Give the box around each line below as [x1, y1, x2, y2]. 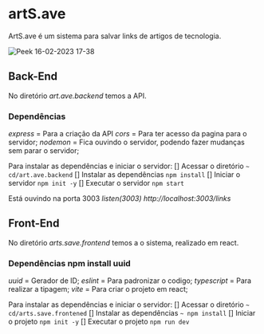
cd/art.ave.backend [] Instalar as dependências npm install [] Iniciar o [8, 170, 241, 179]
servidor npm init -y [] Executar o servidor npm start [8, 179, 185, 188]
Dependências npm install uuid [8, 257, 132, 269]
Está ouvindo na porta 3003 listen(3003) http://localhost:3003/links [8, 194, 231, 203]
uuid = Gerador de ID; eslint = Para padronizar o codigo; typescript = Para [8, 276, 252, 285]
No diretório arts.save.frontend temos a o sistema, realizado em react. [8, 238, 239, 247]
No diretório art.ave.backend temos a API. [8, 91, 147, 100]
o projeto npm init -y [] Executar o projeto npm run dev [8, 316, 190, 327]
